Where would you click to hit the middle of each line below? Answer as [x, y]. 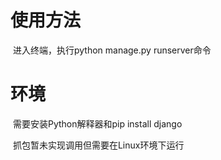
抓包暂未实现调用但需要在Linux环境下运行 [98, 145]
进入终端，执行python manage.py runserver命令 [112, 50]
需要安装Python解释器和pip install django [97, 123]
